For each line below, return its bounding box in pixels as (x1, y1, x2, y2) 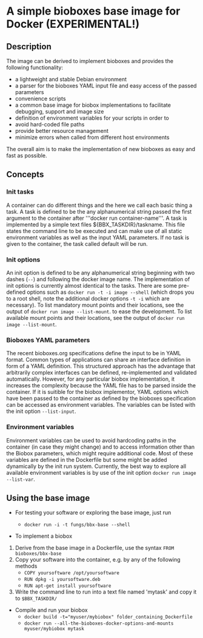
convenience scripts (15, 95, 66, 102)
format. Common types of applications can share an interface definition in (6, 356, 191, 364)
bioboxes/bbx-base (15, 551, 62, 557)
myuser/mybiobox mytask (24, 626, 85, 632)
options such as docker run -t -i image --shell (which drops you (27, 288, 195, 296)
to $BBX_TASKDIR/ (15, 595, 58, 602)
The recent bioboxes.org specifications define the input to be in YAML (6, 350, 181, 357)
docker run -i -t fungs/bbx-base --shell (24, 522, 130, 528)
